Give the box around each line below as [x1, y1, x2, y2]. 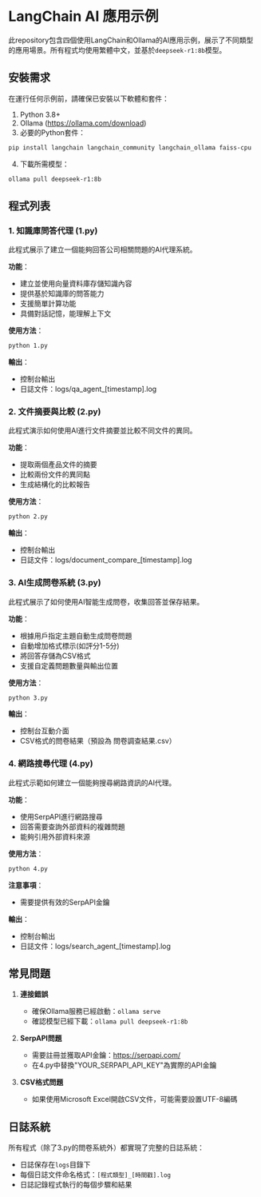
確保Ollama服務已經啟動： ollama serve [31, 1007, 161, 1016]
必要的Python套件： [19, 127, 86, 137]
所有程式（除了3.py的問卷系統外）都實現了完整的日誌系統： [8, 1143, 205, 1152]
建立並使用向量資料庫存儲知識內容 [19, 279, 132, 289]
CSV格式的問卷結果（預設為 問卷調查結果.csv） [19, 736, 176, 746]
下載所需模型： [19, 159, 69, 169]
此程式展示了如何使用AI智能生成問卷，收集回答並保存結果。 [8, 597, 204, 606]
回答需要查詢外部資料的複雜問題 [19, 821, 125, 832]
